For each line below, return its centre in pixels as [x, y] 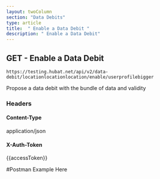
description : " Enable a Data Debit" [53, 34]
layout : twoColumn [29, 12]
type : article [24, 23]
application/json [26, 131]
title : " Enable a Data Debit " [48, 28]
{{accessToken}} [27, 158]
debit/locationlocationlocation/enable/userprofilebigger [80, 77]
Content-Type [24, 118]
